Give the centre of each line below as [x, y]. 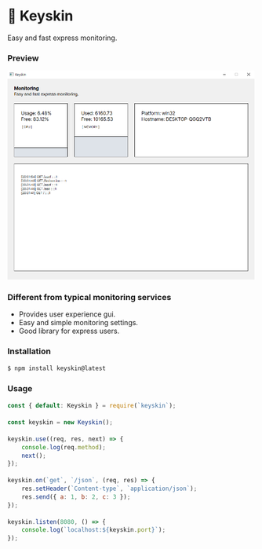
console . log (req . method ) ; [64, 447]
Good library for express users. [69, 331]
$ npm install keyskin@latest [57, 368]
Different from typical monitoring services [89, 297]
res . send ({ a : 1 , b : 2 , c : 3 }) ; [76, 497]
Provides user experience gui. [67, 314]
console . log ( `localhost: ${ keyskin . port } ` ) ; [94, 530]
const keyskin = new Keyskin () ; [60, 423]
